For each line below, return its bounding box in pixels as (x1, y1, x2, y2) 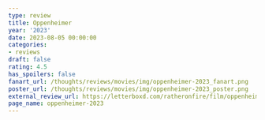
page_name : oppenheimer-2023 (8, 99, 104, 107)
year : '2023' (8, 26, 51, 34)
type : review (8, 11, 51, 20)
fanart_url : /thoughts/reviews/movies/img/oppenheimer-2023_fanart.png (8, 77, 248, 85)
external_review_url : (8, 92, 80, 100)
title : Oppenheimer (8, 19, 73, 27)
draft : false (8, 56, 51, 64)
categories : (8, 41, 47, 49)
